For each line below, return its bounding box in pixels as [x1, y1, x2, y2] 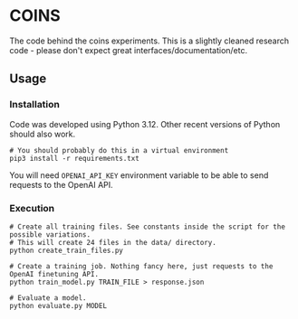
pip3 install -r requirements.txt [9, 154, 140, 163]
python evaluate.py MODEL [9, 301, 107, 310]
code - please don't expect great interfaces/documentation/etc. [9, 44, 247, 55]
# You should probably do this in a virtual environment [9, 145, 229, 155]
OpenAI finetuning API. [9, 269, 100, 278]
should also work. [9, 128, 76, 139]
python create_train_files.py [9, 246, 124, 255]
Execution [9, 202, 55, 214]
